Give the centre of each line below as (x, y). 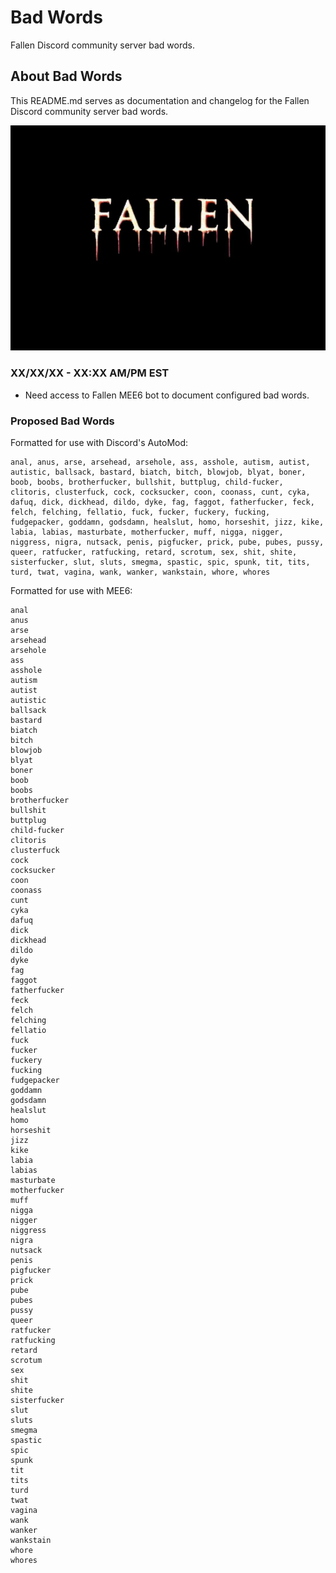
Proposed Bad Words (62, 421)
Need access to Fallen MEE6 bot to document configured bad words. (167, 395)
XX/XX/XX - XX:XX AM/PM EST (90, 373)
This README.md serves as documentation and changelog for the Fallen (160, 100)
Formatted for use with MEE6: (71, 590)
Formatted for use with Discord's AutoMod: (99, 442)
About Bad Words (66, 76)
